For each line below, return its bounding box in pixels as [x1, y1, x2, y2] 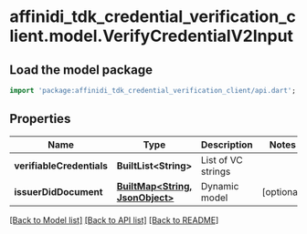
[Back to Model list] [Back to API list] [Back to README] [9, 214, 219, 225]
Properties [9, 111, 71, 127]
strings [200, 165, 231, 178]
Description [200, 138, 253, 151]
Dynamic [200, 179, 239, 192]
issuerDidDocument [14, 185, 103, 198]
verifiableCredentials [14, 159, 108, 172]
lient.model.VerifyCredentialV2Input [9, 25, 294, 46]
